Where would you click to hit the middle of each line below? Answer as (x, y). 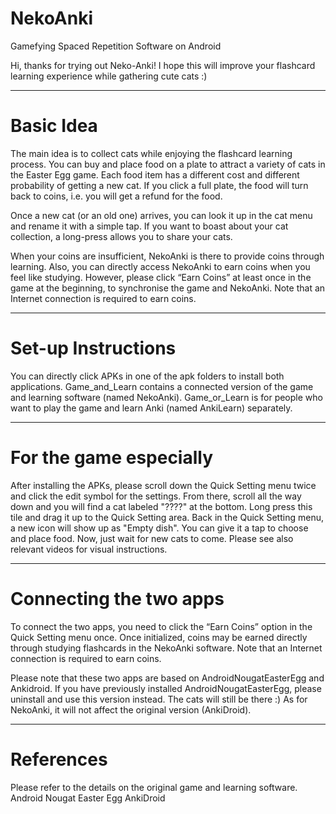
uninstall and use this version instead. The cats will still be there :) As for (159, 699)
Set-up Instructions (93, 348)
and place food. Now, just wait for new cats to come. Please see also (152, 538)
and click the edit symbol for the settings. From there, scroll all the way (156, 496)
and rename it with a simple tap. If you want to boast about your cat (149, 226)
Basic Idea (54, 126)
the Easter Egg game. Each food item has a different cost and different (155, 174)
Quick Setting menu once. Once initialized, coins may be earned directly (159, 637)
